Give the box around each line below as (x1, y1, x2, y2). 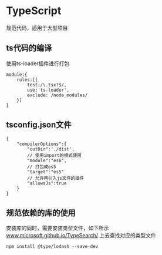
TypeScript (6, 4, 62, 18)
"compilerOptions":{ (16, 141, 67, 147)
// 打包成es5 (27, 163, 56, 170)
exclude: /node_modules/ (27, 92, 88, 98)
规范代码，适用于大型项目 (6, 24, 68, 31)
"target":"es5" (27, 169, 65, 175)
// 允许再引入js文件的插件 (27, 175, 84, 181)
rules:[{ (16, 76, 38, 83)
